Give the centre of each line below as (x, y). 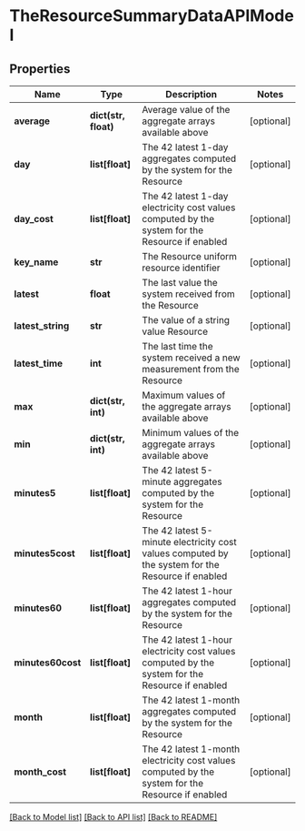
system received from (188, 294)
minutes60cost (48, 663)
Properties (40, 69)
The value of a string (186, 320)
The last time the (177, 346)
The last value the (180, 283)
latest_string (42, 326)
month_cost (40, 772)
